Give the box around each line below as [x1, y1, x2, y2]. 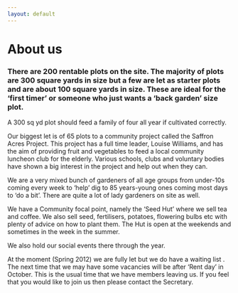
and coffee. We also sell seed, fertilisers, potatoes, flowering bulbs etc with [7, 213, 227, 221]
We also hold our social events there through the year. [7, 241, 166, 250]
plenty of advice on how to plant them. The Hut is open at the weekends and [7, 220, 232, 228]
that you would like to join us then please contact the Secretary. [7, 278, 194, 287]
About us [7, 41, 63, 57]
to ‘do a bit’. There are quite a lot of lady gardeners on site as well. [7, 191, 200, 200]
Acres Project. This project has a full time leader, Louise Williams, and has [7, 139, 224, 148]
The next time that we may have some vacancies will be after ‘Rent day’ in [7, 262, 224, 271]
